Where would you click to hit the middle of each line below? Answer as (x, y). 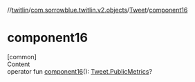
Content (19, 64)
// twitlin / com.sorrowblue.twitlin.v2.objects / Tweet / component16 (98, 10)
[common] (22, 57)
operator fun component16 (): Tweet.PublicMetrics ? (80, 71)
